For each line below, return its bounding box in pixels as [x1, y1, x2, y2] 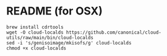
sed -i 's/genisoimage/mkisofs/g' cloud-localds [6, 40, 132, 46]
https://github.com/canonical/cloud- [66, 29, 162, 36]
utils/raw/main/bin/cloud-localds [6, 34, 94, 40]
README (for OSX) [6, 4, 103, 18]
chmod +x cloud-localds [6, 45, 67, 51]
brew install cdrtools [6, 24, 64, 30]
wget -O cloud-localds [6, 29, 64, 36]
